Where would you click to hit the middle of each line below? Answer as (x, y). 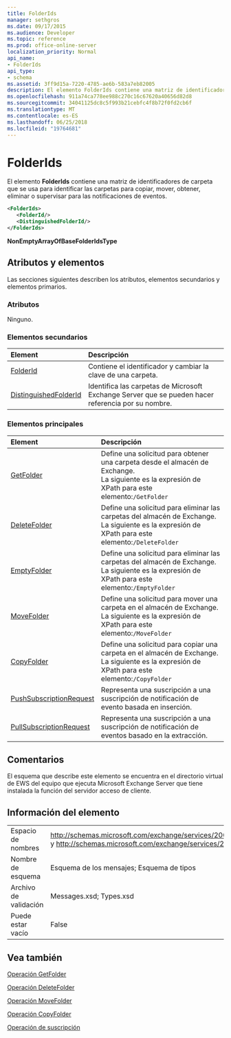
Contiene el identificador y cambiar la (148, 366)
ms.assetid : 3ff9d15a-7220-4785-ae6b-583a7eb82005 (81, 84)
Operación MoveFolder (40, 1000)
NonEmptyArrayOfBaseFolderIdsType (62, 241)
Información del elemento (64, 812)
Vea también (35, 957)
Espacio (23, 831)
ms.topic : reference (37, 39)
